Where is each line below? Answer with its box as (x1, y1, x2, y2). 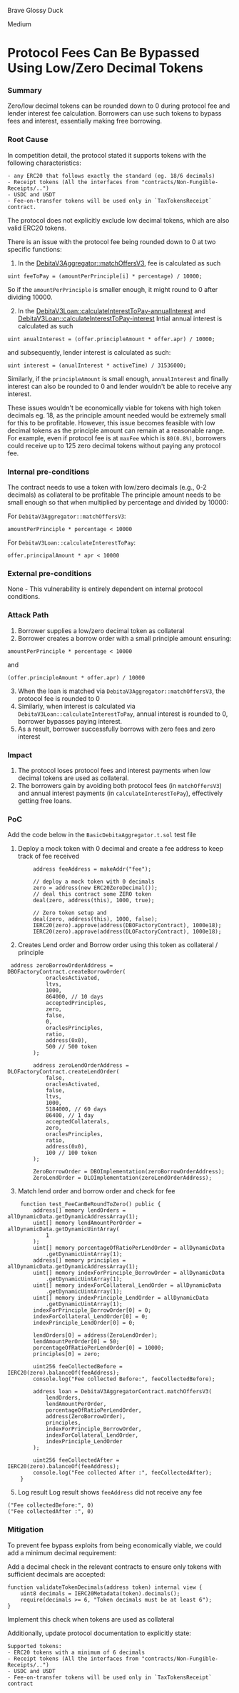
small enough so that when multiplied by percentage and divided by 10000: (7, 498, 229, 507)
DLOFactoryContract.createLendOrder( (7, 1068, 120, 1076)
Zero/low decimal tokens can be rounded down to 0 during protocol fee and (7, 101, 230, 110)
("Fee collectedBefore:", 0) (7, 1502, 94, 1509)
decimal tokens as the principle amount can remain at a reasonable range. (7, 426, 225, 435)
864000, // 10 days (45, 994, 103, 1001)
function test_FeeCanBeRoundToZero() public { (20, 1201, 161, 1208)
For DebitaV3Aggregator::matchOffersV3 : (7, 512, 126, 520)
